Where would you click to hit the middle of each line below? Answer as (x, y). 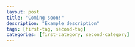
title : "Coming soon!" (35, 18)
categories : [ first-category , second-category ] (68, 35)
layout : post (23, 12)
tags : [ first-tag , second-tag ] (46, 29)
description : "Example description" (53, 23)
